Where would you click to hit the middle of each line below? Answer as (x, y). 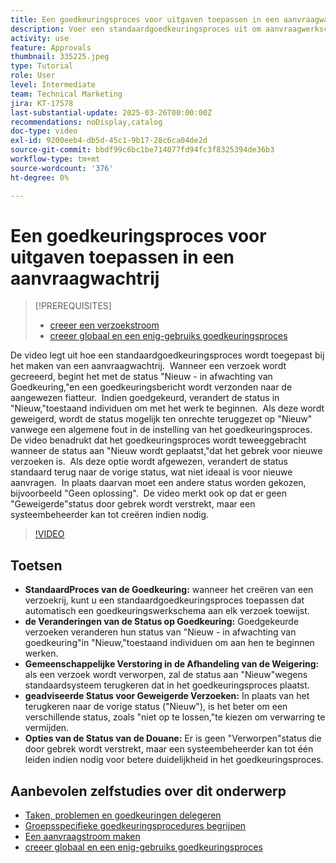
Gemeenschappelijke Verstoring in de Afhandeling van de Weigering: (172, 664)
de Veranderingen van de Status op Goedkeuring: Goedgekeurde (162, 622)
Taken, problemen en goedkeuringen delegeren (123, 815)
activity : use (40, 38)
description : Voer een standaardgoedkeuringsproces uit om (136, 29)
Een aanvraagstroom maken (82, 837)
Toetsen (36, 565)
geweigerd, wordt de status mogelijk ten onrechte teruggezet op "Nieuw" (161, 419)
